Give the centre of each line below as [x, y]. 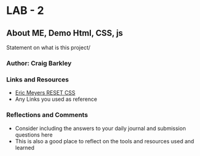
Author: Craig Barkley [39, 63]
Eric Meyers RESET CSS [45, 93]
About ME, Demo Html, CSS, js [65, 33]
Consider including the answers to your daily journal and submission [100, 128]
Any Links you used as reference [56, 99]
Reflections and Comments [47, 115]
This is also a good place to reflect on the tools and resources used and [105, 141]
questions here [34, 135]
